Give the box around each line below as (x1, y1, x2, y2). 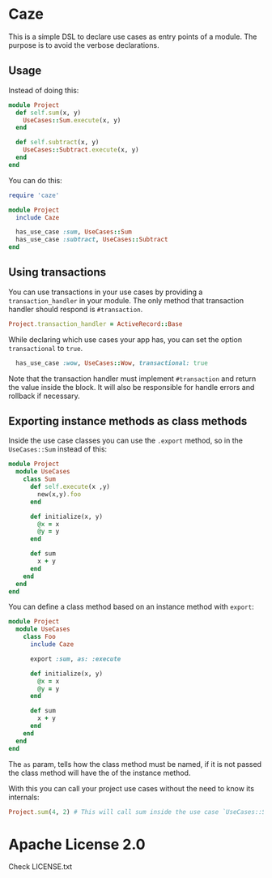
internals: (8, 792, 40, 802)
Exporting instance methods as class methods (8, 414, 248, 428)
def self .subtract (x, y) (15, 139, 100, 147)
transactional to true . (8, 343, 83, 353)
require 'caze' (8, 191, 60, 199)
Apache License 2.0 (8, 835, 146, 854)
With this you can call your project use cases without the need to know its (8, 783, 255, 793)
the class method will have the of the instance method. (8, 768, 191, 777)
